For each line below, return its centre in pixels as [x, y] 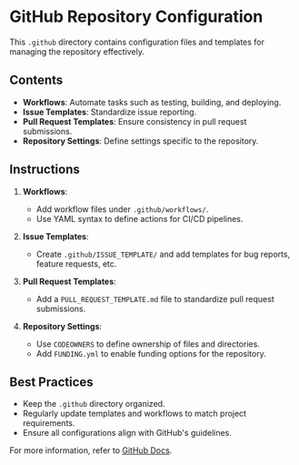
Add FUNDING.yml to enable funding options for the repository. [151, 353]
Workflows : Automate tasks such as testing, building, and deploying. [152, 102]
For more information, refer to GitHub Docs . [91, 450]
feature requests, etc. [76, 263]
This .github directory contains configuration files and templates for [137, 42]
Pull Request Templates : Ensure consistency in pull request [135, 121]
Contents [36, 81]
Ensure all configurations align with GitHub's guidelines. [127, 433]
